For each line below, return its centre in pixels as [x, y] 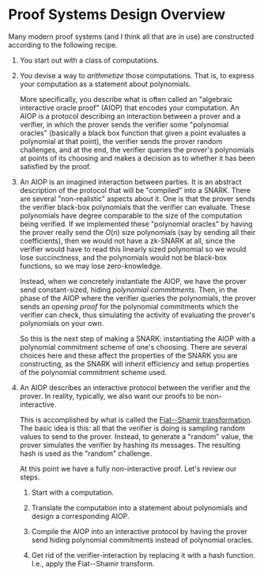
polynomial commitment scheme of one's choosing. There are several [133, 347]
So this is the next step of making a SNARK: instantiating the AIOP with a [138, 339]
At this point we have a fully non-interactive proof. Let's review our [128, 468]
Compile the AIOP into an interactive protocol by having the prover [139, 531]
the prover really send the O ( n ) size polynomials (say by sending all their [138, 232]
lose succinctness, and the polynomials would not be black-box [123, 257]
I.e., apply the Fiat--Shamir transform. [93, 563]
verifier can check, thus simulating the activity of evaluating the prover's [137, 315]
